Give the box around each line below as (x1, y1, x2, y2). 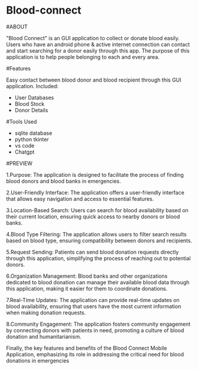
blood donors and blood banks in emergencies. (6, 177, 121, 184)
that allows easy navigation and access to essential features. (6, 195, 154, 202)
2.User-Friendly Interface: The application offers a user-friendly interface (6, 189, 184, 196)
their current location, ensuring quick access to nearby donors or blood (6, 213, 180, 220)
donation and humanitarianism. (6, 333, 82, 340)
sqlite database (14, 129, 53, 137)
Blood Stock (14, 100, 45, 107)
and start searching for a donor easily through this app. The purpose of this (6, 47, 190, 54)
